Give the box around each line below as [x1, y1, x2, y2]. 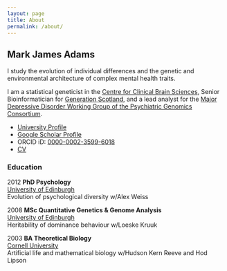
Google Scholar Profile [17, 131, 82, 139]
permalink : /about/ [7, 23, 64, 30]
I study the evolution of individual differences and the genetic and [7, 67, 194, 75]
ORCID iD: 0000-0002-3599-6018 [17, 138, 116, 146]
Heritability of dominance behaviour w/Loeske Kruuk [7, 221, 158, 229]
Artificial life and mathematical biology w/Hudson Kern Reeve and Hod [7, 249, 208, 257]
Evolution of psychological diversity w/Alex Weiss [7, 193, 149, 201]
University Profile [17, 123, 67, 131]
